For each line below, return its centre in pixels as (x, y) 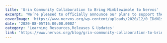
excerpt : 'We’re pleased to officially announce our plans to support (80, 14)
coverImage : (17, 19)
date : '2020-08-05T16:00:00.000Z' (41, 23)
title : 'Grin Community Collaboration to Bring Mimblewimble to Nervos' (82, 10)
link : (11, 33)
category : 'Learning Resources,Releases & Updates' (60, 28)
